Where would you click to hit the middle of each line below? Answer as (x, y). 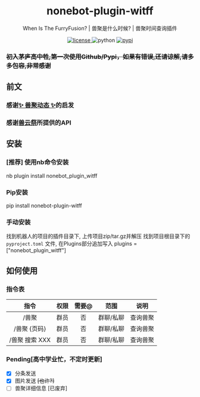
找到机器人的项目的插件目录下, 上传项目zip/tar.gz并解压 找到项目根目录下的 (98, 236)
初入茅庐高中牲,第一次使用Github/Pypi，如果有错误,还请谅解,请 (97, 57)
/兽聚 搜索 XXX (30, 340)
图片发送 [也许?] (35, 381)
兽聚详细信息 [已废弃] (41, 388)
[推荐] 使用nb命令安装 (37, 162)
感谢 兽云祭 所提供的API (39, 123)
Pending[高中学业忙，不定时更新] (54, 359)
